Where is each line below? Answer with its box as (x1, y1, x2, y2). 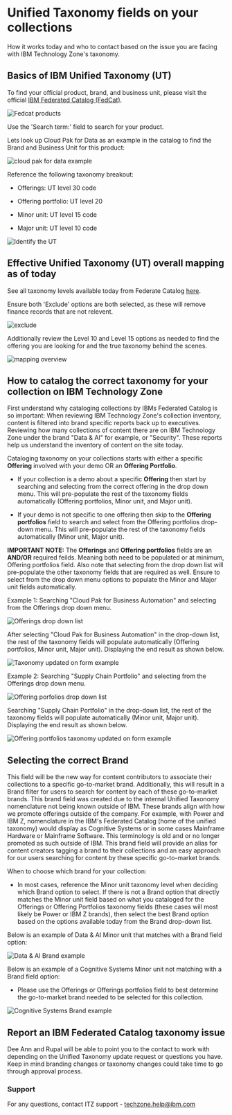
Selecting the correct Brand (7, 754, 129, 766)
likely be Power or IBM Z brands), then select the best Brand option (17, 910, 209, 918)
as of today (7, 268, 57, 280)
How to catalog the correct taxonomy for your (7, 375, 208, 386)
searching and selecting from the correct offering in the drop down (17, 483, 208, 491)
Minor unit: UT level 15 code (17, 210, 98, 219)
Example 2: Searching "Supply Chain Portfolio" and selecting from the (7, 672, 206, 680)
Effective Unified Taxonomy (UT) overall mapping (7, 258, 224, 269)
